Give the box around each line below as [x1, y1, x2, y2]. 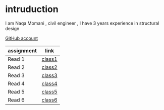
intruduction [5, 4, 59, 15]
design [5, 25, 20, 31]
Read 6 [8, 96, 25, 103]
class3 [41, 72, 58, 79]
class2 [41, 64, 58, 71]
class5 [41, 88, 58, 95]
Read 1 [8, 55, 25, 62]
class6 [41, 96, 58, 103]
